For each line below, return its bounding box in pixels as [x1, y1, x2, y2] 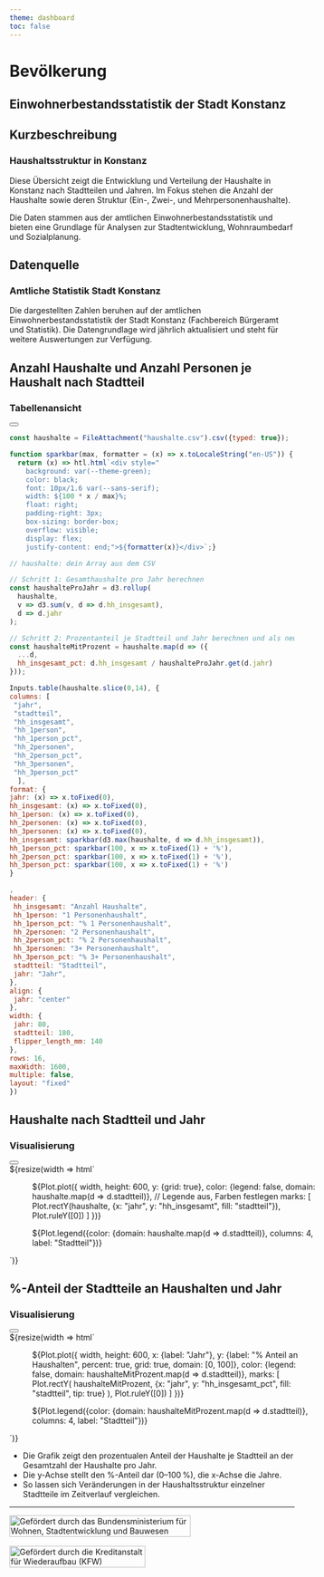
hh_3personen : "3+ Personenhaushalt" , [13, 944, 160, 954]
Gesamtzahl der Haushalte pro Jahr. [22, 1460, 157, 1471]
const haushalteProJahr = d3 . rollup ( [9, 583, 152, 593]
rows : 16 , [9, 1053, 47, 1063]
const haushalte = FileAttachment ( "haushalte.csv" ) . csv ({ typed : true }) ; [9, 434, 290, 443]
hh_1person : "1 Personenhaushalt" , [13, 910, 148, 919]
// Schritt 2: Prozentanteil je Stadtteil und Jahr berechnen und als [9, 633, 281, 643]
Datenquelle [9, 257, 80, 273]
